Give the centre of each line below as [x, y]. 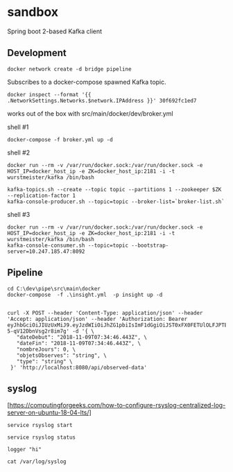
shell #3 [19, 214]
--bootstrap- [150, 245]
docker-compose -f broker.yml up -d [60, 139]
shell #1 [18, 127]
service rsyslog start [40, 426]
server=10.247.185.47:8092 [46, 251]
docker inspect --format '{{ [49, 94]
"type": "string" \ [44, 361]
